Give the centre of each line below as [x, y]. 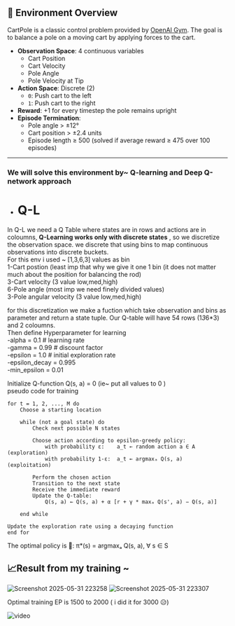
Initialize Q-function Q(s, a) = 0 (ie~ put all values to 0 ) [87, 383]
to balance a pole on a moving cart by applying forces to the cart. [101, 37]
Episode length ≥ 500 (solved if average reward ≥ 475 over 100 [119, 140]
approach [55, 181]
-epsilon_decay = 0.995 [42, 362]
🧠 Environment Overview [63, 13]
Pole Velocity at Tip [56, 81]
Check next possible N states [76, 428]
